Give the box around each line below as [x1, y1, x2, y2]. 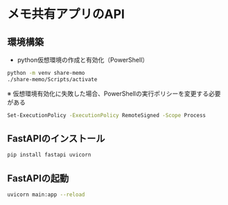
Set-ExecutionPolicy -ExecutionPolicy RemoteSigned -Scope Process [7, 112, 207, 118]
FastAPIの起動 [7, 172, 69, 184]
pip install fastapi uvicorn [7, 152, 91, 159]
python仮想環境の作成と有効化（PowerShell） [17, 56, 149, 64]
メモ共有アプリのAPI [7, 6, 125, 22]
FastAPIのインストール [7, 133, 105, 145]
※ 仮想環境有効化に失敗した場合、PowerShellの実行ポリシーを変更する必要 [7, 89, 221, 98]
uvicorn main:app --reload [7, 191, 85, 198]
